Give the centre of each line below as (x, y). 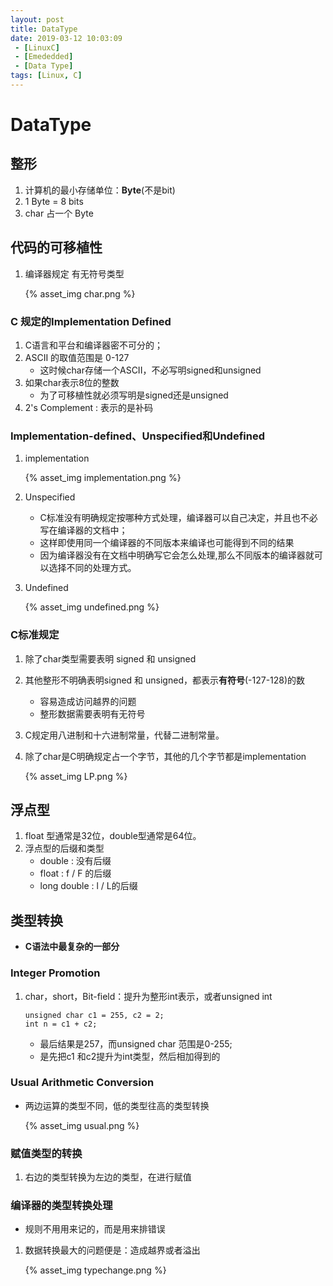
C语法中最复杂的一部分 (72, 947)
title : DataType (44, 29)
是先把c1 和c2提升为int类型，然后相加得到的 (130, 1056)
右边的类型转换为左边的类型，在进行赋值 (108, 1177)
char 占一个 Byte (59, 213)
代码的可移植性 (56, 247)
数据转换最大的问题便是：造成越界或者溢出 (112, 1250)
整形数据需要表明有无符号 (92, 713)
